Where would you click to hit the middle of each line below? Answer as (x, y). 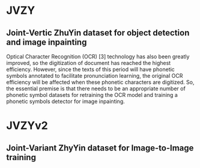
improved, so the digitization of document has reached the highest (89, 63)
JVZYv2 (27, 126)
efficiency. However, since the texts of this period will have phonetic (91, 69)
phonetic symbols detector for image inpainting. (65, 101)
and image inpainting (47, 42)
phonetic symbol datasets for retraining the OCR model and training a (92, 95)
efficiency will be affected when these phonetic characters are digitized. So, (100, 82)
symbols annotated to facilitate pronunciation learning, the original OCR (95, 76)
